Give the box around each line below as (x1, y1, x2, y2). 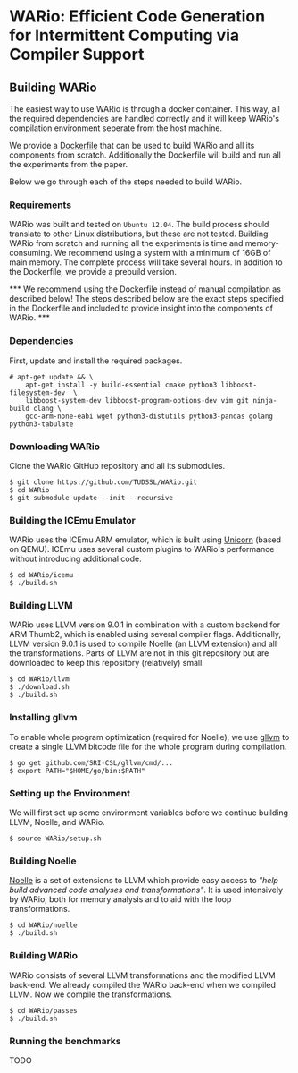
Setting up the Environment (9, 787, 131, 799)
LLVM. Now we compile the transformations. (9, 989, 172, 1000)
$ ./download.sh (9, 683, 70, 692)
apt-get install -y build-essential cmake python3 (25, 380, 218, 389)
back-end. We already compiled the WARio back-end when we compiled (9, 979, 277, 990)
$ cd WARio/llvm (9, 675, 70, 684)
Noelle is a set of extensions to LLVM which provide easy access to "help (9, 875, 279, 886)
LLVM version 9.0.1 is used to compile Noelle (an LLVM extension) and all (9, 638, 277, 650)
